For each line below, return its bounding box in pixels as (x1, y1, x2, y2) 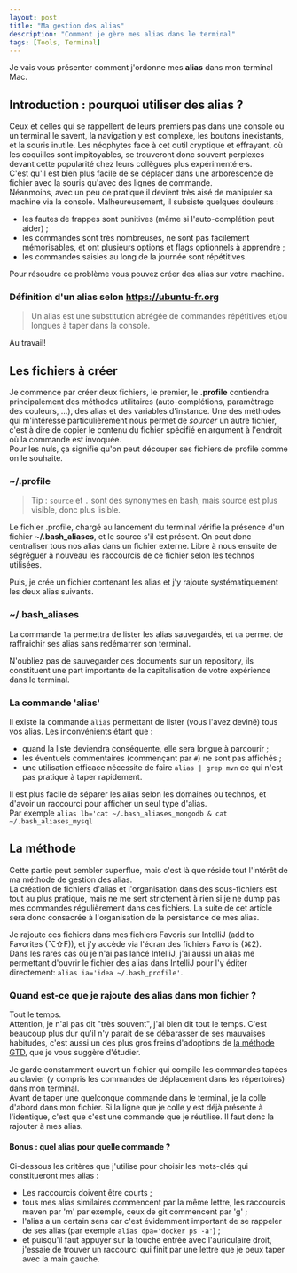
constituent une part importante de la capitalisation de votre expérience (9, 664, 271, 675)
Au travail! (9, 338, 46, 348)
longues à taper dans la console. (30, 321, 151, 331)
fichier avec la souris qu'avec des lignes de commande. (9, 178, 213, 188)
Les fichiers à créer (9, 363, 118, 378)
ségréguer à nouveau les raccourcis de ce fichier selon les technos (9, 550, 255, 561)
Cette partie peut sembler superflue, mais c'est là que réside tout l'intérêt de (9, 864, 288, 875)
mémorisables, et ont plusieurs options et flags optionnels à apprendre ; (21, 242, 285, 253)
